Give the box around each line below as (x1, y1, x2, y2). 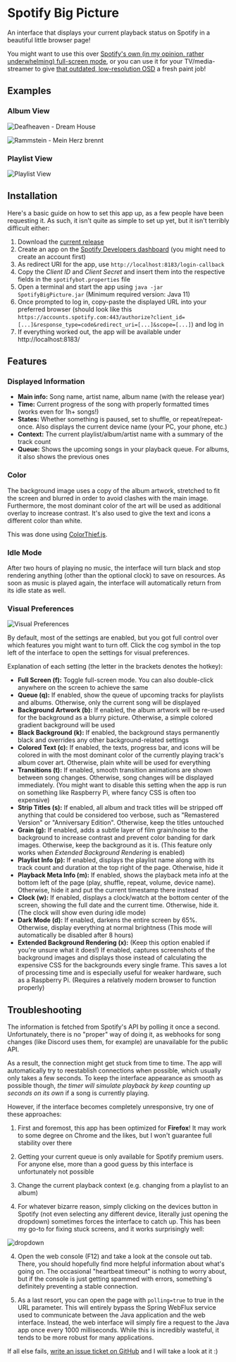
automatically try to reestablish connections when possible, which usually (7, 1066, 221, 1075)
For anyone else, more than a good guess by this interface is (17, 1160, 194, 1169)
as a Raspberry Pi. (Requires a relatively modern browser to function (17, 976, 216, 984)
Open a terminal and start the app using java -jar (17, 282, 163, 291)
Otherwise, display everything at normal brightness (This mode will (17, 924, 213, 932)
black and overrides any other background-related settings (17, 736, 189, 744)
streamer (7, 64, 34, 73)
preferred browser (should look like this (17, 305, 132, 313)
